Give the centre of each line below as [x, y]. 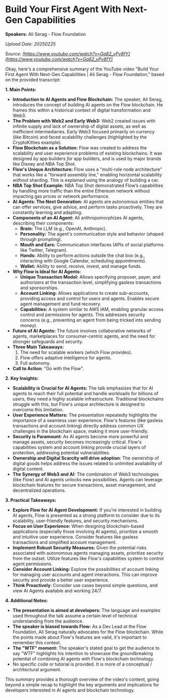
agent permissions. [33, 564]
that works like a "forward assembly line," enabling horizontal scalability [87, 174]
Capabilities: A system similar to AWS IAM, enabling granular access [92, 309]
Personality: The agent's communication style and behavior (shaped [92, 234]
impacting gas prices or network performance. [61, 196]
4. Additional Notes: [26, 600]
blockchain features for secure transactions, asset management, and [84, 485]
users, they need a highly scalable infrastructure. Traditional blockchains [88, 399]
